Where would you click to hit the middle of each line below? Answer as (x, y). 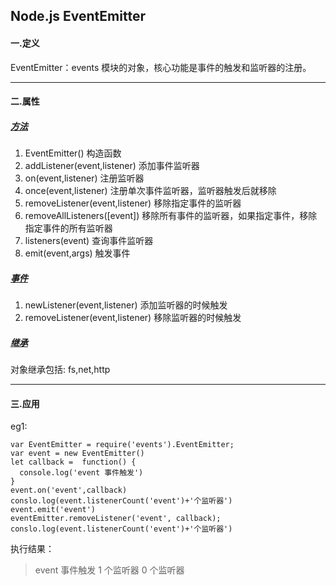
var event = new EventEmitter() (77, 454)
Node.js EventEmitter (78, 16)
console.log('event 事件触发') (81, 473)
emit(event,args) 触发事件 (77, 253)
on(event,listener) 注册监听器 (84, 178)
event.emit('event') (53, 510)
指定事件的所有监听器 (68, 228)
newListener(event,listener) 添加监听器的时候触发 (126, 305)
